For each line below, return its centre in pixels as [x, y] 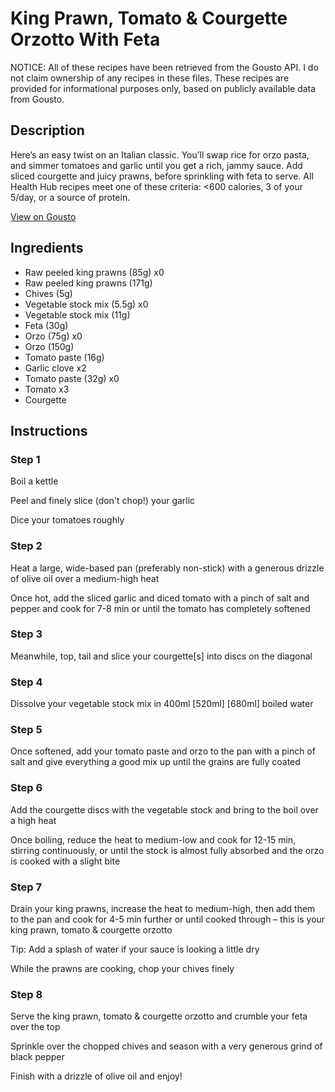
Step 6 [26, 788]
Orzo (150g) [49, 346]
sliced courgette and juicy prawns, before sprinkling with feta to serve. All [162, 176]
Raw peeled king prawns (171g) [88, 283]
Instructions [49, 430]
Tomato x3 [47, 389]
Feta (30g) [46, 325]
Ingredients [47, 248]
